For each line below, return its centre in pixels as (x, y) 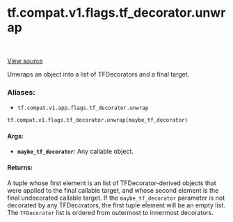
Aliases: (22, 92)
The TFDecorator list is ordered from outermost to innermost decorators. (111, 212)
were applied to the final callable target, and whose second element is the (113, 190)
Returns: (20, 167)
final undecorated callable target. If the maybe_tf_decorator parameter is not (116, 198)
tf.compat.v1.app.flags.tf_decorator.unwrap (83, 108)
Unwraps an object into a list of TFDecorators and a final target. (98, 74)
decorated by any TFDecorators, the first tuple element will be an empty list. (116, 205)
